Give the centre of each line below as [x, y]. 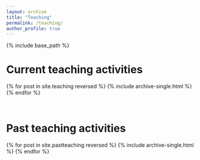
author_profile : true [33, 28]
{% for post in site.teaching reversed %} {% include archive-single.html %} [99, 86]
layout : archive [26, 12]
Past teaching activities [66, 129]
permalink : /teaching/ [35, 23]
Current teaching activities [74, 70]
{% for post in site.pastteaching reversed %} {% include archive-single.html [100, 145]
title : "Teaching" [29, 17]
